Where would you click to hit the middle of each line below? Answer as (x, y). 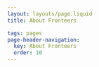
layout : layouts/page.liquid (50, 14)
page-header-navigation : (44, 39)
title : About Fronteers (42, 20)
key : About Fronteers (45, 47)
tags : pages (25, 33)
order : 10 (28, 53)
